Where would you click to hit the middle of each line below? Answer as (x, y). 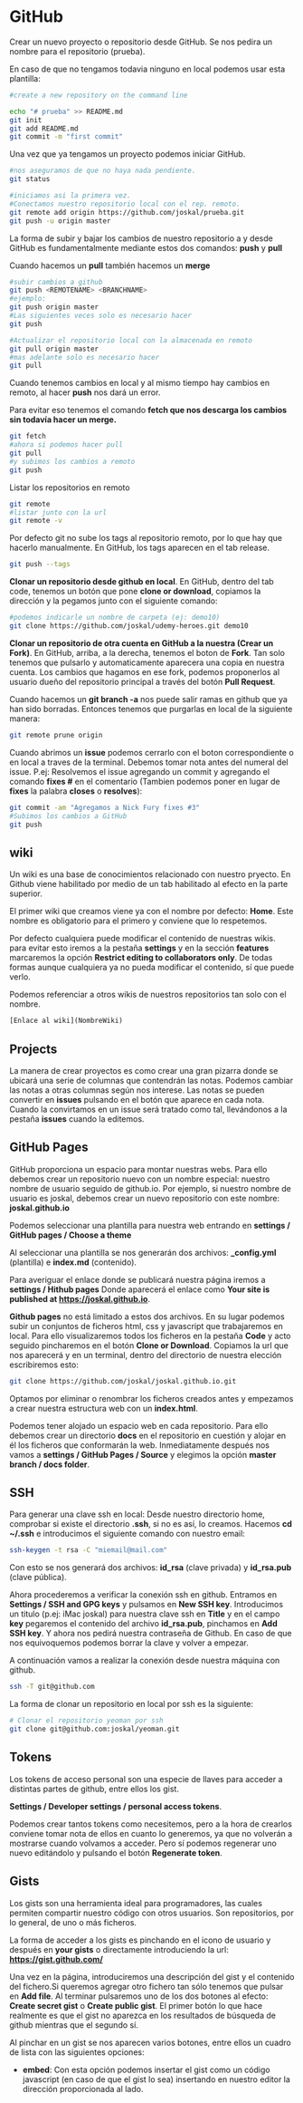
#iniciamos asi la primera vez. (70, 196)
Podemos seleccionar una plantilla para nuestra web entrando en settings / (150, 1225)
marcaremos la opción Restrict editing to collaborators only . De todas (141, 958)
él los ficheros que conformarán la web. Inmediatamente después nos (139, 1445)
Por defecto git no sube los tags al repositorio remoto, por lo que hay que (146, 538)
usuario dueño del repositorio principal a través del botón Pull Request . (142, 681)
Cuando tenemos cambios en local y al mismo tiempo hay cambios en (140, 383)
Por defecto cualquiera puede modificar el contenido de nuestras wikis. (142, 939)
